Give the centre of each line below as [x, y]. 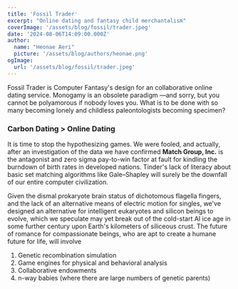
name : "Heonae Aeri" [44, 47]
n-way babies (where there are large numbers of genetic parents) [114, 278]
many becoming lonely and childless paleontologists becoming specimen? [117, 110]
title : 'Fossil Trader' [43, 14]
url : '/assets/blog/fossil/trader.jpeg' [74, 67]
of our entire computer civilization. [58, 182]
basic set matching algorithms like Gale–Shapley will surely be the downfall [118, 174]
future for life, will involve [45, 241]
